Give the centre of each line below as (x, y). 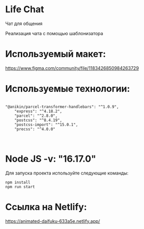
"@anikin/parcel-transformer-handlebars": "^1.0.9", (62, 107)
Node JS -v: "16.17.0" (51, 159)
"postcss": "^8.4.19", (38, 120)
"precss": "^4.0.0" (35, 129)
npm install (18, 182)
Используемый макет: (56, 54)
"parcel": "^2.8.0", (36, 116)
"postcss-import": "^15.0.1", (46, 124)
